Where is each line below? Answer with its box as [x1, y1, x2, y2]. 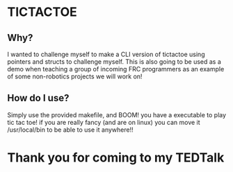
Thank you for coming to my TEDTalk [7, 150, 225, 165]
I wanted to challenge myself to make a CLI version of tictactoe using [7, 50, 205, 58]
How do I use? [7, 92, 70, 104]
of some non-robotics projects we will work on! [7, 72, 143, 80]
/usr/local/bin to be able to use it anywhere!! [7, 126, 134, 134]
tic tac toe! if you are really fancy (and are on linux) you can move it [7, 118, 200, 126]
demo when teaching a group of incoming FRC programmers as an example [7, 65, 225, 73]
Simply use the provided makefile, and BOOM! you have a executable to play [7, 110, 227, 119]
